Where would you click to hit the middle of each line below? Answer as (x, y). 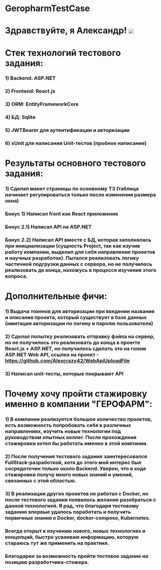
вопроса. (16, 276)
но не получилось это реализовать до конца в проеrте (73, 342)
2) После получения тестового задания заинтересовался (76, 456)
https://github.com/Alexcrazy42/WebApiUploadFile (67, 361)
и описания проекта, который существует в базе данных (76, 317)
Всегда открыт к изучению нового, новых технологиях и (75, 531)
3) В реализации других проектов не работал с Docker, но (77, 493)
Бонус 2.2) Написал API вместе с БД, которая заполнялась (78, 239)
